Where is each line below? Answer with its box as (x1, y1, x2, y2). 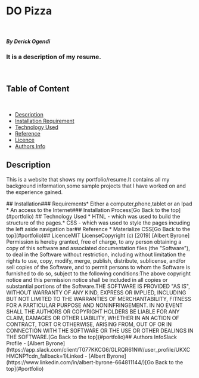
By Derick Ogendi (6, 38, 51, 45)
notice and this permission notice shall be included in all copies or (6, 276, 168, 283)
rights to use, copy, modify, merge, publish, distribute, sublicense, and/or (6, 257, 186, 264)
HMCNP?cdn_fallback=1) (6, 352, 67, 359)
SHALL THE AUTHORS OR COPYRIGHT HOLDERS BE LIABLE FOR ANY (6, 308, 180, 315)
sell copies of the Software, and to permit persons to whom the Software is (6, 263, 191, 271)
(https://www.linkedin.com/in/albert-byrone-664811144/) (6, 358, 145, 365)
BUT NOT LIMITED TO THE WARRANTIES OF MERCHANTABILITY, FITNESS (6, 295, 192, 302)
